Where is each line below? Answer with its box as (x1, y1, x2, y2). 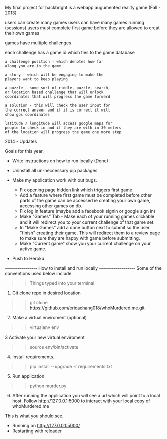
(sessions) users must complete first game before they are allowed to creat (5, 25, 160, 31)
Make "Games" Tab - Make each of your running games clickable (19, 213, 155, 219)
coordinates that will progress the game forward (5, 94, 111, 99)
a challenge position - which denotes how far (5, 59, 104, 64)
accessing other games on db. (19, 203, 83, 209)
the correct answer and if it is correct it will (5, 107, 111, 113)
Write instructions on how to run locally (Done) (12, 158, 109, 164)
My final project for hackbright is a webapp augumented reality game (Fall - (5, 5, 161, 10)
